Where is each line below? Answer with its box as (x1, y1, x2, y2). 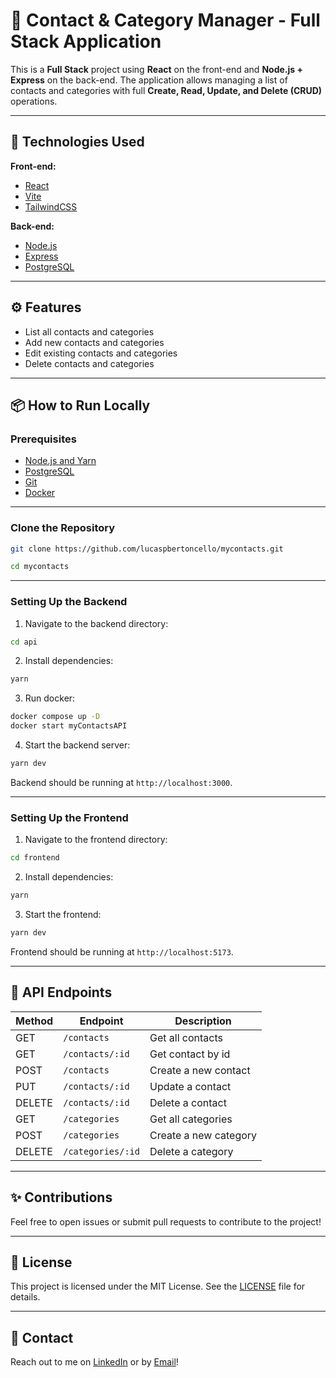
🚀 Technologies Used (10, 134, 145, 151)
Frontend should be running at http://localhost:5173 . (10, 945, 234, 958)
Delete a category (149, 1144, 234, 1158)
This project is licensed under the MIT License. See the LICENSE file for (10, 1280, 306, 1293)
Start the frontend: (24, 909, 102, 921)
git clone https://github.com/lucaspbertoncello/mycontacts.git (10, 544, 284, 554)
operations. (10, 95, 58, 107)
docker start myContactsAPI (10, 721, 128, 731)
